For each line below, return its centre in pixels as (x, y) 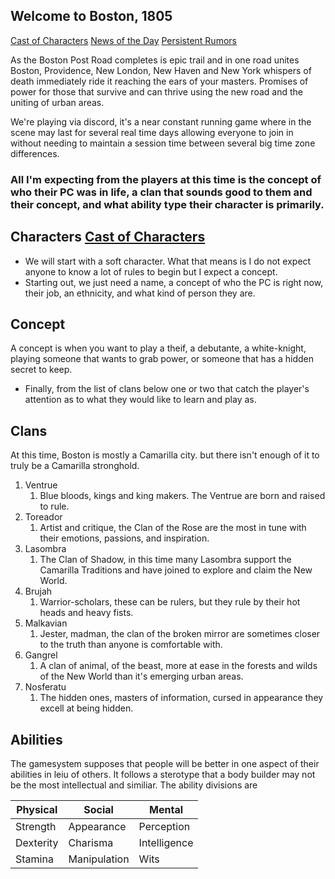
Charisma (91, 842)
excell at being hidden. (86, 708)
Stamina (34, 859)
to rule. (54, 506)
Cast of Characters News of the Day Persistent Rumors (123, 40)
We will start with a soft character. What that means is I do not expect (168, 261)
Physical (37, 809)
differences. (35, 153)
